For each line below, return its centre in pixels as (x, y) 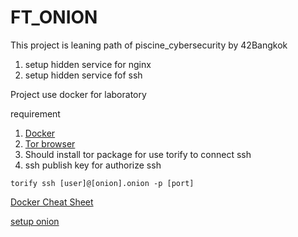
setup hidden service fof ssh (83, 75)
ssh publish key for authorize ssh (93, 165)
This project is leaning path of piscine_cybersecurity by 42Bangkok (149, 45)
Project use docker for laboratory (78, 94)
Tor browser (50, 143)
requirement (35, 113)
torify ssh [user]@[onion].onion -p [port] (102, 183)
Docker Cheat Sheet (52, 202)
